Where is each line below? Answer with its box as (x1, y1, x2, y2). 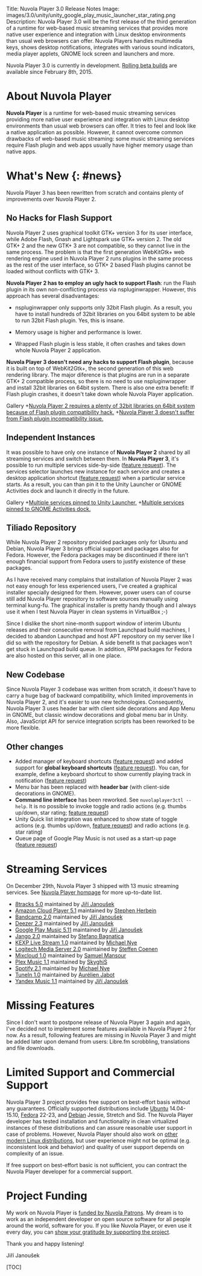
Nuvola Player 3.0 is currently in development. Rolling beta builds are (6, 62, 177, 69)
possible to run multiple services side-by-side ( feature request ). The (6, 461, 176, 468)
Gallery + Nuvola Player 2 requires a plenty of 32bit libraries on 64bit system (6, 402, 195, 409)
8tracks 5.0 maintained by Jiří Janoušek (14, 900, 115, 907)
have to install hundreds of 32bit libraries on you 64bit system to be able (14, 310, 195, 317)
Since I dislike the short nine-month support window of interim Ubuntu (6, 620, 181, 627)
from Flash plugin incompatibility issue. (6, 415, 104, 422)
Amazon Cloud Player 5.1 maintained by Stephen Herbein (14, 907, 157, 914)
